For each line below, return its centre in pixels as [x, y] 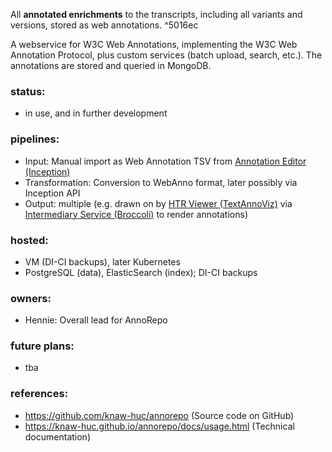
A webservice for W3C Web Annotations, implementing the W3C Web [154, 44]
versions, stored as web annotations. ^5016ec [104, 25]
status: [28, 91]
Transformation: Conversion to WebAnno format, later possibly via [161, 182]
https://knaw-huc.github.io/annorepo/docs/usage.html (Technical [159, 426]
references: [39, 394]
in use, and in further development [96, 113]
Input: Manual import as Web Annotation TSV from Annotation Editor [165, 161]
